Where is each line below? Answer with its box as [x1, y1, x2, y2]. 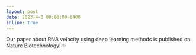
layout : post [6, 8, 38, 15]
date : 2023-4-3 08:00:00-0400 [6, 14, 81, 20]
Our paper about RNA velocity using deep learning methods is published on [6, 36, 191, 43]
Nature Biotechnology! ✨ [6, 42, 67, 49]
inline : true [6, 20, 38, 25]
